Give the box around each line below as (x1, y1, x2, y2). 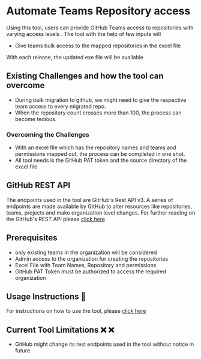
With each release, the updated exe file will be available (6, 53, 144, 61)
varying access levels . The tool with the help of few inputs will (6, 30, 161, 37)
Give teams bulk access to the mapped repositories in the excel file (14, 42, 181, 49)
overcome (6, 80, 45, 90)
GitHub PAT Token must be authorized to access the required (14, 268, 167, 275)
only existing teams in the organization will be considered (14, 249, 157, 256)
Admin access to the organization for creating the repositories (14, 255, 169, 262)
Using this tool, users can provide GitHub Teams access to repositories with (6, 24, 194, 31)
